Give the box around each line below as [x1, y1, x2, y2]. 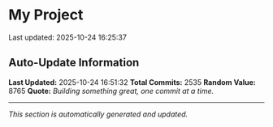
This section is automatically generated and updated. [8, 109, 188, 119]
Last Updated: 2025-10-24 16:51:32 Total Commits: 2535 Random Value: [8, 77, 256, 87]
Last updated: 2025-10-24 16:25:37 [8, 32, 128, 42]
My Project [8, 6, 84, 24]
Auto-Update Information [8, 56, 140, 70]
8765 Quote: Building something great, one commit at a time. [8, 86, 214, 95]
